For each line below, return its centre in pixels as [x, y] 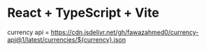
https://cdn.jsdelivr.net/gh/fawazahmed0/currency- [125, 32]
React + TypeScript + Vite [83, 13]
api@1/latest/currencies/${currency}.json [67, 39]
